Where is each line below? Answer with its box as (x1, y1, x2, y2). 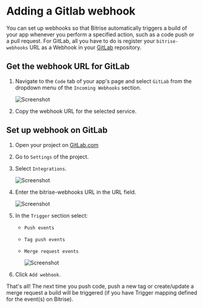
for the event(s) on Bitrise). (6, 295, 74, 303)
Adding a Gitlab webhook (6, 4, 136, 18)
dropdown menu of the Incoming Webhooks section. (15, 84, 142, 91)
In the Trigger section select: (15, 211, 88, 219)
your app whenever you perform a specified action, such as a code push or (6, 30, 195, 38)
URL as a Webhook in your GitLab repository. (29, 44, 142, 51)
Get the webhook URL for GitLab (6, 61, 130, 72)
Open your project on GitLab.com (15, 141, 99, 148)
